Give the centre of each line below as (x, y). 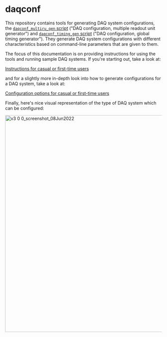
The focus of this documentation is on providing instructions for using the (80, 54)
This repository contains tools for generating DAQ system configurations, (80, 23)
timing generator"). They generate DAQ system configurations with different (83, 39)
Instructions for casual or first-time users (47, 69)
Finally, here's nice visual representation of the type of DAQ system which (81, 103)
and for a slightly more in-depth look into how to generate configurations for (83, 78)
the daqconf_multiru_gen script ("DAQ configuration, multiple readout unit (80, 28)
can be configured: (25, 108)
